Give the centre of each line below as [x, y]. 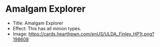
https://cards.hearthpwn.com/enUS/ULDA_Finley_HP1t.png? [92, 34]
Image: [20, 34]
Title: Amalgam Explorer [38, 23]
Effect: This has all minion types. [47, 28]
